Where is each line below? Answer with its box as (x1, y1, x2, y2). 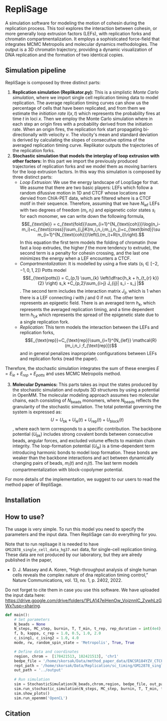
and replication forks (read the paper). (19, 356, 98, 361)
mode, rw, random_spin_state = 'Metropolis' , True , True (14, 640, 135, 645)
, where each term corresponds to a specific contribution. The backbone (12, 426, 162, 432)
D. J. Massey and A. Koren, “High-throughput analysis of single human (12, 566, 157, 572)
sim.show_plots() (14, 691, 50, 696)
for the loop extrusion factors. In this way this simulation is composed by (12, 169, 162, 175)
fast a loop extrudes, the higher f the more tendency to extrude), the (19, 245, 160, 251)
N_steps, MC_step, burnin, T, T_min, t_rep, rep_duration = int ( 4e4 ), (14, 626, 164, 631)
